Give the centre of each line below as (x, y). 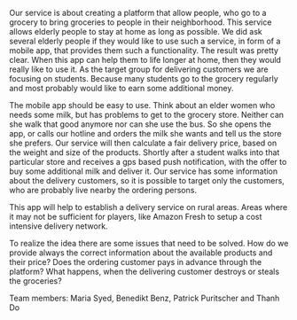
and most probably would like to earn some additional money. (121, 88)
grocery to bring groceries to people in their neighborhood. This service (141, 22)
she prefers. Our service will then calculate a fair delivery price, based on (143, 143)
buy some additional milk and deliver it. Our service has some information (144, 171)
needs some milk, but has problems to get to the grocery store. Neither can (147, 115)
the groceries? (35, 281)
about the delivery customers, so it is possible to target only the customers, (147, 180)
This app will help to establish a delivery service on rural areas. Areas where (148, 207)
